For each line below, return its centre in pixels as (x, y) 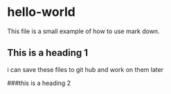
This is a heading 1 (48, 53)
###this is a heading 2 (39, 83)
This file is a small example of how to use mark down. (84, 31)
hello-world (42, 12)
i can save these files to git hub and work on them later (85, 69)
